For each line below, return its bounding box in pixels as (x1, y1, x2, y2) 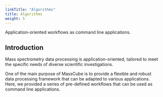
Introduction (5, 43, 44, 51)
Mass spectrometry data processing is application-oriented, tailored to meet (5, 56, 159, 62)
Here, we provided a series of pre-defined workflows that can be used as (5, 81, 153, 87)
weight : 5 (5, 16, 25, 21)
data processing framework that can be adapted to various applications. (5, 76, 150, 82)
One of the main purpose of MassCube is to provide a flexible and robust (5, 71, 152, 77)
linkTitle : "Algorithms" (5, 7, 56, 12)
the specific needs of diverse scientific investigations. (5, 62, 114, 67)
